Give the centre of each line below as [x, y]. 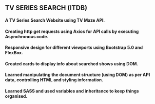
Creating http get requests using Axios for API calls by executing [72, 31]
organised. [16, 96]
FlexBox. [14, 53]
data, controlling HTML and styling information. [54, 80]
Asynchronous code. [27, 36]
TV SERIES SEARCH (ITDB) [46, 8]
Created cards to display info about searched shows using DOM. [72, 64]
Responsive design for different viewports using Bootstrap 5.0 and [74, 47]
